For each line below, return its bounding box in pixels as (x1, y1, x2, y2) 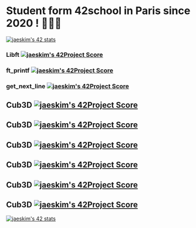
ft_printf (6, 66, 30, 74)
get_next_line (6, 82, 46, 90)
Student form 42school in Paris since (6, 4, 191, 18)
